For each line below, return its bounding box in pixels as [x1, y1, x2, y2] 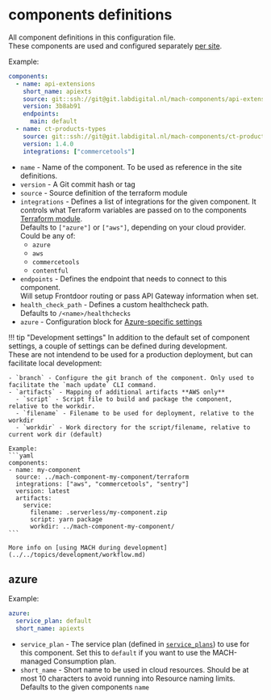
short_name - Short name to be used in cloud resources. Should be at [19, 665, 249, 674]
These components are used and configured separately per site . [8, 40, 223, 50]
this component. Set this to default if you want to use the [19, 648, 211, 657]
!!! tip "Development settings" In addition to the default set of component [8, 332, 250, 342]
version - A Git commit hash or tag [19, 179, 135, 189]
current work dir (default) [8, 430, 103, 438]
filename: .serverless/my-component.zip [29, 508, 168, 517]
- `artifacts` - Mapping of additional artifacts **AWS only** [8, 388, 226, 396]
